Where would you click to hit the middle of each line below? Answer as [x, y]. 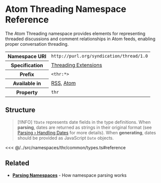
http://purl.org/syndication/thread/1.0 [100, 56]
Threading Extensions [77, 65]
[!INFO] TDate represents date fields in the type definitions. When [84, 122]
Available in [27, 83]
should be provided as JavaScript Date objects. [66, 138]
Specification [27, 65]
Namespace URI [27, 56]
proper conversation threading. [37, 44]
